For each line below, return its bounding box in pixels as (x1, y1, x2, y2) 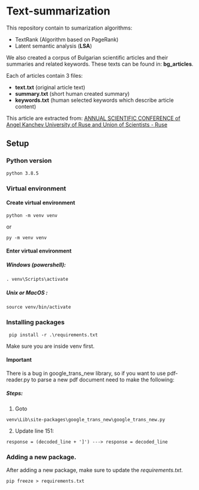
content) (14, 102, 37, 110)
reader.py (6, 375, 30, 383)
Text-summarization (6, 4, 111, 18)
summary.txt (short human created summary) (14, 90, 130, 97)
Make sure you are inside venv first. (6, 342, 95, 350)
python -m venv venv (6, 212, 58, 218)
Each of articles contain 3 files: (6, 72, 83, 79)
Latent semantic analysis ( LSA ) (14, 42, 92, 49)
